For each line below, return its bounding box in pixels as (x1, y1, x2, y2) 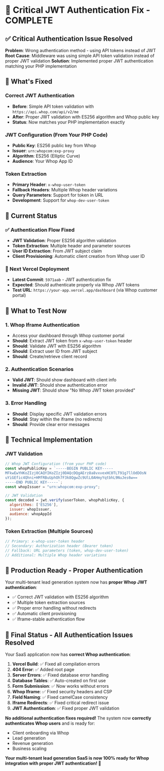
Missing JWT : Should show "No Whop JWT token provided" (12, 387, 135, 393)
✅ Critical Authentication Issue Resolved (5, 34, 133, 43)
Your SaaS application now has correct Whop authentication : (5, 651, 131, 657)
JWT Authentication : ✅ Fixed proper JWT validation (12, 706, 120, 711)
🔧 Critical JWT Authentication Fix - (5, 4, 150, 16)
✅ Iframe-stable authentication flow (12, 616, 85, 622)
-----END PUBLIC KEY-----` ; (5, 480, 63, 485)
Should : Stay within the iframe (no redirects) (12, 416, 103, 422)
